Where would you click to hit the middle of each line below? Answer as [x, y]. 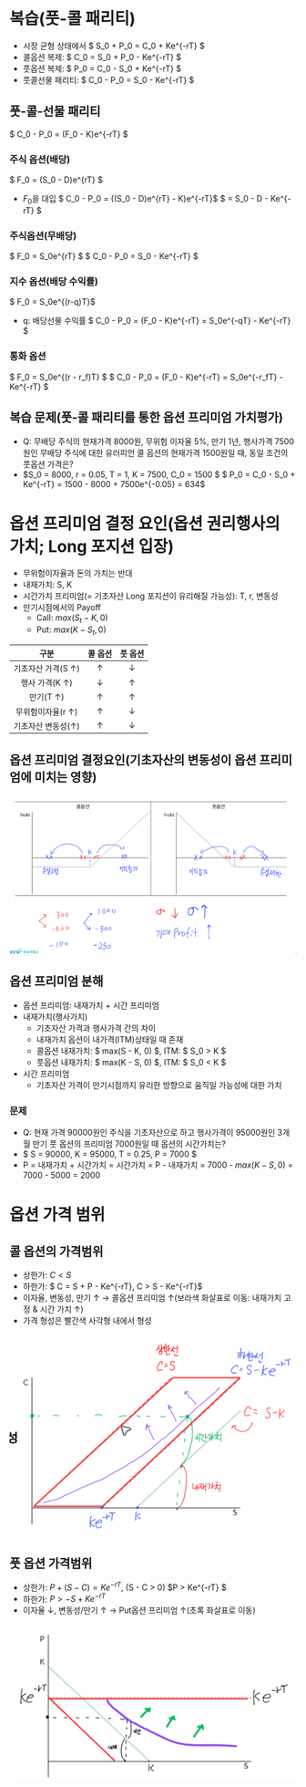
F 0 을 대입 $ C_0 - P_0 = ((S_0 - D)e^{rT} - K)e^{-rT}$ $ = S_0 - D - [145, 200]
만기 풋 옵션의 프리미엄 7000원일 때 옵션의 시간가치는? [129, 1143]
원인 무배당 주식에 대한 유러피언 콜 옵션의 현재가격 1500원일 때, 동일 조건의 [155, 452]
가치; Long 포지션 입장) [92, 546]
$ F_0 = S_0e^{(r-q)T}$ [52, 302]
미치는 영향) [66, 777]
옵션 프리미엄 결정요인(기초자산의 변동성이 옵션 [133, 759]
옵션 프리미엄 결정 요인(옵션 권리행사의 [145, 523]
